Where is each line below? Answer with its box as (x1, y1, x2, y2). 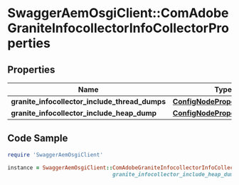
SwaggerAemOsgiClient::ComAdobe (7, 5, 229, 21)
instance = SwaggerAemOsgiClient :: (7, 164, 113, 171)
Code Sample (7, 132, 68, 144)
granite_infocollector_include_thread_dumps (11, 97, 166, 106)
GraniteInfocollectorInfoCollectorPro (7, 20, 230, 36)
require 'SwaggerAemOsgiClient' (7, 151, 103, 158)
